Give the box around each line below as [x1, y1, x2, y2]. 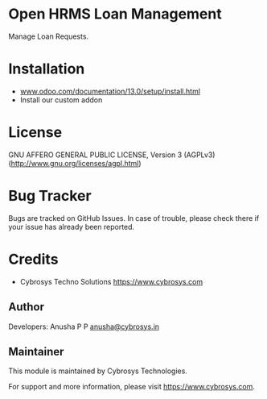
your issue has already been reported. [8, 222, 135, 231]
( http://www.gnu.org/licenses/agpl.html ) [8, 158, 142, 168]
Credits [8, 250, 59, 268]
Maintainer [8, 344, 64, 359]
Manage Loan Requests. [8, 31, 89, 41]
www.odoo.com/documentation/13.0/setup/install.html [19, 86, 201, 96]
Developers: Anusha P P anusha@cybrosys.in [8, 322, 159, 331]
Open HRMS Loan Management [8, 5, 223, 23]
